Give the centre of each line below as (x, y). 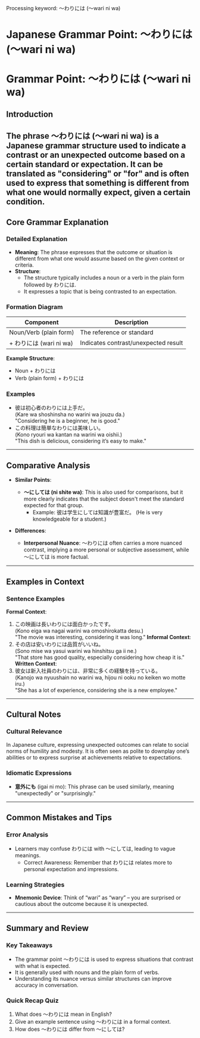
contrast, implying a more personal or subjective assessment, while (106, 550)
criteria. (24, 265)
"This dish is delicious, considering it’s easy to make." (81, 441)
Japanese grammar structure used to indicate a (96, 146)
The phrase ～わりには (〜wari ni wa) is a (83, 136)
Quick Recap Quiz (32, 1000)
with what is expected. (42, 966)
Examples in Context (45, 581)
